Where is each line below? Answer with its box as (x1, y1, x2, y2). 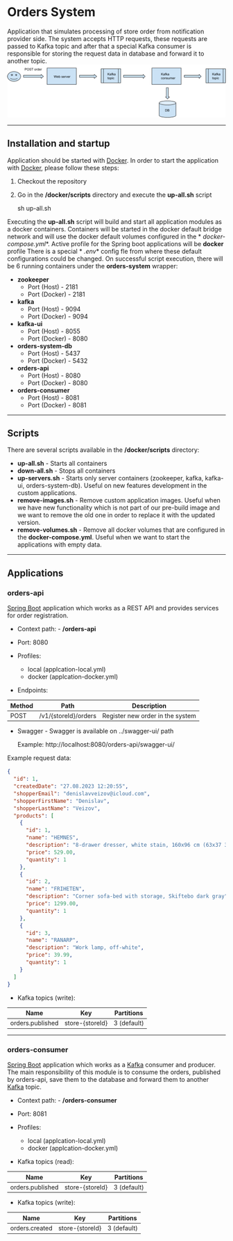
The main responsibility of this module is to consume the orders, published (7, 1068, 221, 1076)
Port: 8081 (17, 1110, 47, 1118)
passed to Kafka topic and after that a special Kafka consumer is (7, 42, 192, 50)
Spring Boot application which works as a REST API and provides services (7, 604, 219, 613)
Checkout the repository (17, 177, 87, 185)
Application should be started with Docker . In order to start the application (7, 156, 219, 164)
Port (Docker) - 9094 (27, 312, 88, 321)
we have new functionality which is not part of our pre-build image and (17, 503, 221, 512)
